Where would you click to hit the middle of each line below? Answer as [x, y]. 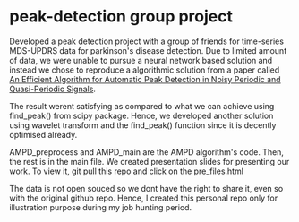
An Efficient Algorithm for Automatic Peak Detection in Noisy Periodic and [145, 79]
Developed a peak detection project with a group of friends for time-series [147, 41]
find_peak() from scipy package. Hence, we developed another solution [141, 115]
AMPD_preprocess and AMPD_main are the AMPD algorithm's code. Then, [147, 152]
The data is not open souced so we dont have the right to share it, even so [146, 188]
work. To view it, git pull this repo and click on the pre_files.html [127, 171]
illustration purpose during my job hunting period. [101, 207]
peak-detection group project [121, 17]
